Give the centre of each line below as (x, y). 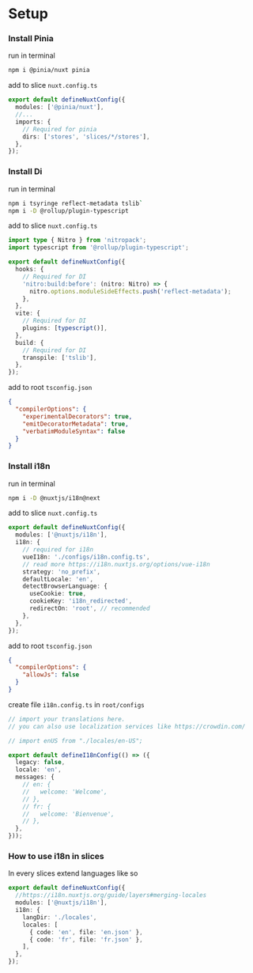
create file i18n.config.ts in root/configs (76, 704)
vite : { (28, 313)
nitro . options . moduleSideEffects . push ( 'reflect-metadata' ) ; (130, 291)
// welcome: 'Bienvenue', (68, 814)
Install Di (25, 172)
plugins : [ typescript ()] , (65, 328)
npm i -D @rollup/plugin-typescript (68, 210)
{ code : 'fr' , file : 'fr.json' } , (86, 939)
